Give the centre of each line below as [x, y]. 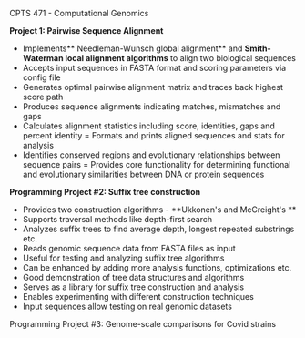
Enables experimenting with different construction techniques [138, 297]
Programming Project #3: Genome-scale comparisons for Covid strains [142, 324]
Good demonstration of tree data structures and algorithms [133, 277]
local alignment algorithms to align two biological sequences [180, 58]
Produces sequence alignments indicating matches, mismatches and [152, 107]
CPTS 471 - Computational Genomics [79, 13]
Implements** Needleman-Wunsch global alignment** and [132, 48]
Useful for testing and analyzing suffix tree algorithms [123, 258]
